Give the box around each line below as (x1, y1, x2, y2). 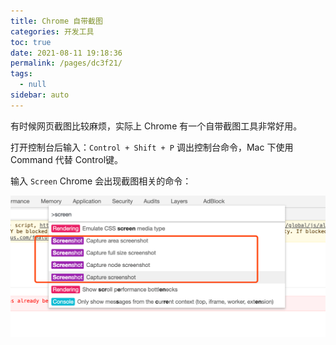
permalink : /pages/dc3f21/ (10, 58, 123, 69)
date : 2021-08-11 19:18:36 (10, 48, 123, 58)
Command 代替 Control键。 (10, 153, 124, 165)
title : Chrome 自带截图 (10, 16, 103, 26)
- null (19, 80, 47, 90)
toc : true (10, 37, 52, 47)
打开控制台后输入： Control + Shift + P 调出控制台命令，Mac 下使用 (10, 141, 294, 153)
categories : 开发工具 (10, 26, 95, 37)
